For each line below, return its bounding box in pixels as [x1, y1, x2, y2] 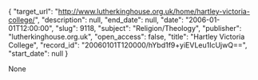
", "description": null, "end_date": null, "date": [34, 15, 184, 25]
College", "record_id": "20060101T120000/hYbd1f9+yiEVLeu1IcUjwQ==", [8, 40, 248, 50]
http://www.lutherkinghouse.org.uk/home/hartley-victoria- [58, 7, 250, 16]
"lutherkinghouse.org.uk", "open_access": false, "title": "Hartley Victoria [8, 32, 245, 41]
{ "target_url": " [8, 7, 58, 16]
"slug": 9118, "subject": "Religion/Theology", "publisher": [55, 24, 242, 32]
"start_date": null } [8, 49, 69, 58]
